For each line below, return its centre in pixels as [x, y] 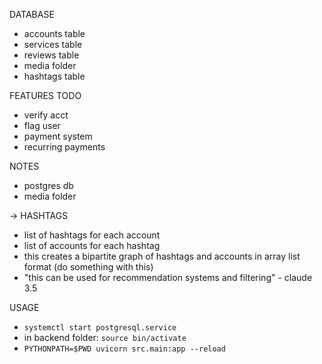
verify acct [46, 115]
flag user [42, 125]
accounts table [54, 33]
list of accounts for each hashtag [92, 245]
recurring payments [64, 147]
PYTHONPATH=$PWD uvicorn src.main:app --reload [124, 349]
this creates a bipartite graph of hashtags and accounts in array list [162, 256]
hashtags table [54, 76]
